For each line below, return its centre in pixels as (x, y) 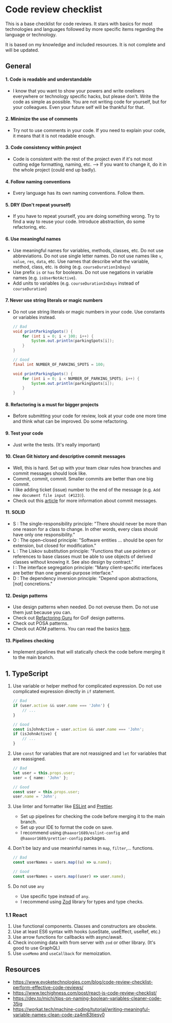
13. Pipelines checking (30, 640)
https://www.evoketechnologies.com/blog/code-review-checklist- (83, 982)
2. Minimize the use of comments (42, 119)
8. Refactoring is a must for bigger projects (52, 404)
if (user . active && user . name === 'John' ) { (61, 706)
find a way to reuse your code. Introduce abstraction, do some (79, 221)
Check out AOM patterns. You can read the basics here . (72, 629)
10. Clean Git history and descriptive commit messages (65, 456)
